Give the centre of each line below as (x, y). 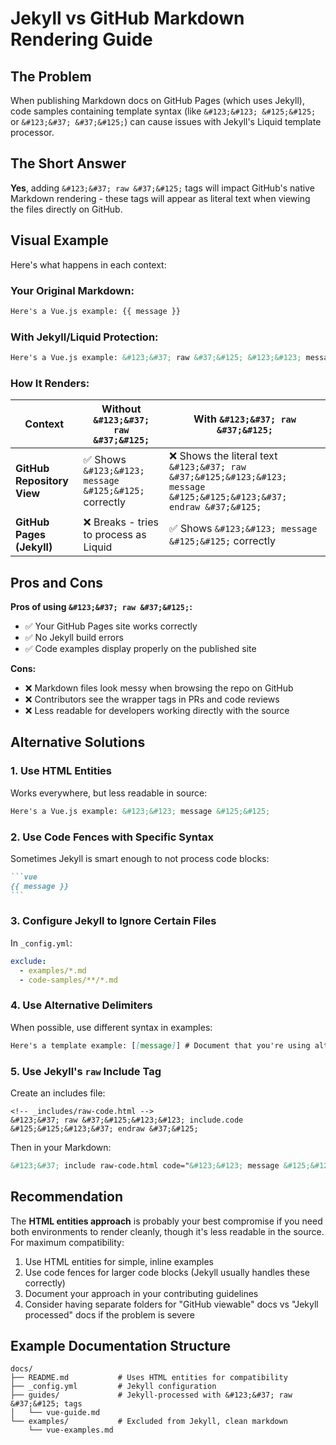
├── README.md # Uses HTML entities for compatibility (149, 1378)
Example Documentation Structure (120, 1346)
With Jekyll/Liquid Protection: (84, 337)
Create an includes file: (58, 1093)
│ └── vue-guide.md (55, 1413)
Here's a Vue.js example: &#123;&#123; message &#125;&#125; (140, 811)
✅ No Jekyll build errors (74, 638)
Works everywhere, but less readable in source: (109, 793)
